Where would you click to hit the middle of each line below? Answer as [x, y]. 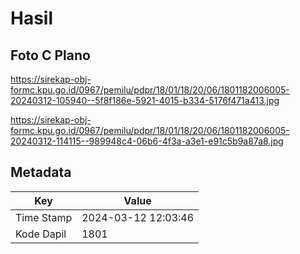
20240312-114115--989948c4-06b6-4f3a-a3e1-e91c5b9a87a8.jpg [147, 141]
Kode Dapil [41, 234]
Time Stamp [44, 217]
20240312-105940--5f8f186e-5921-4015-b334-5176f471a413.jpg [145, 100]
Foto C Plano [50, 55]
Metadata [41, 172]
